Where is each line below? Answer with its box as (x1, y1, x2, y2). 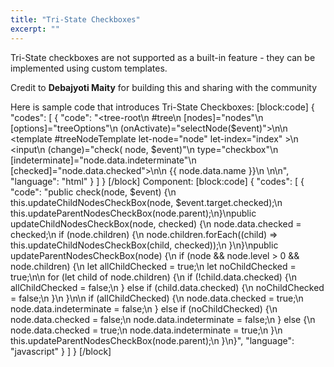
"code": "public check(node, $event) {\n (10, 186, 177, 198)
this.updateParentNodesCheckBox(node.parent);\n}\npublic (10, 207, 257, 219)
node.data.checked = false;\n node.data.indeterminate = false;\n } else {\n (10, 313, 316, 325)
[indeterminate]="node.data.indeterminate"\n (10, 154, 197, 166)
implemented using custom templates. (10, 62, 168, 74)
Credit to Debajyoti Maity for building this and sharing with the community (10, 81, 318, 93)
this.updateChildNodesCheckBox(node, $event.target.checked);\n (10, 196, 283, 208)
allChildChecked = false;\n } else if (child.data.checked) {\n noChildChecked (10, 281, 325, 293)
